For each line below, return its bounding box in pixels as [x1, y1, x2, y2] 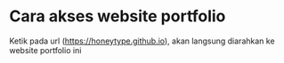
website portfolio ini [9, 44, 82, 55]
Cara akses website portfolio [9, 6, 226, 27]
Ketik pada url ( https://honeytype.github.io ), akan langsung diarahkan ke [9, 35, 275, 46]
